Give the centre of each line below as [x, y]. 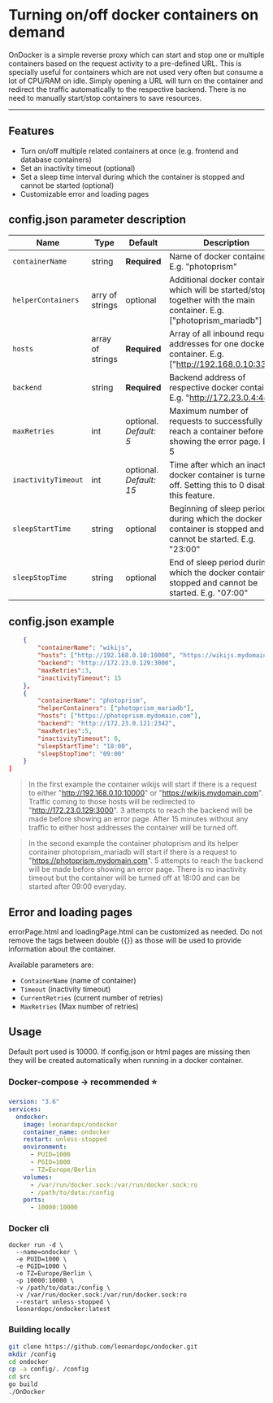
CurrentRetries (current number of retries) [92, 997]
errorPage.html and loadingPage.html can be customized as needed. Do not [135, 931]
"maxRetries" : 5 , [65, 731]
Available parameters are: [51, 965]
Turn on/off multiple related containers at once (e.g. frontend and [129, 150]
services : [25, 1109]
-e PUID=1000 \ [41, 1259]
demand [37, 32]
